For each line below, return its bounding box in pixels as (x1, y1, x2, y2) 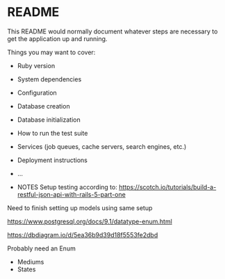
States (17, 265, 36, 273)
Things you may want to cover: (7, 48, 96, 56)
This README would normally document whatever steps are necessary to (7, 27, 218, 35)
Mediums (17, 257, 44, 266)
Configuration (17, 88, 57, 97)
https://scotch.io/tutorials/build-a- (119, 182, 217, 191)
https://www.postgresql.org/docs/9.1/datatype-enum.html (7, 217, 172, 225)
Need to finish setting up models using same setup (7, 203, 153, 212)
